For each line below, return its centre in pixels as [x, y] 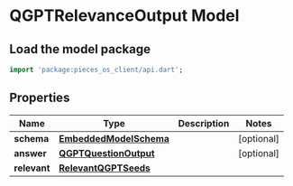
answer [30, 153]
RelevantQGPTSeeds [104, 168]
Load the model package [80, 49]
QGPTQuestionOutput [106, 153]
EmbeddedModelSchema [114, 138]
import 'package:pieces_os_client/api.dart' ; [96, 70]
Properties [40, 98]
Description [204, 123]
